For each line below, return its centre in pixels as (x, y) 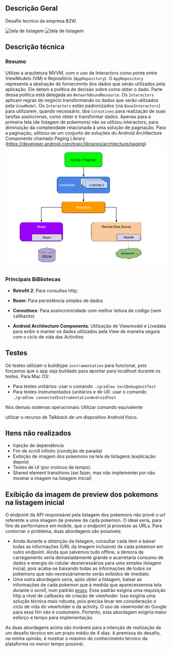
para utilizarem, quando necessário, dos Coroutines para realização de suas (85, 111)
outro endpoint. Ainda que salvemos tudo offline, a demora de (78, 552)
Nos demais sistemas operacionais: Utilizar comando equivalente (74, 407)
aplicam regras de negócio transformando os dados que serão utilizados (82, 100)
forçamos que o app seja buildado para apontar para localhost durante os (83, 371)
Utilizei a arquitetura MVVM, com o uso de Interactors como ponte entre (81, 73)
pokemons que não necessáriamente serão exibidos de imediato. (81, 574)
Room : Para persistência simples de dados (58, 301)
